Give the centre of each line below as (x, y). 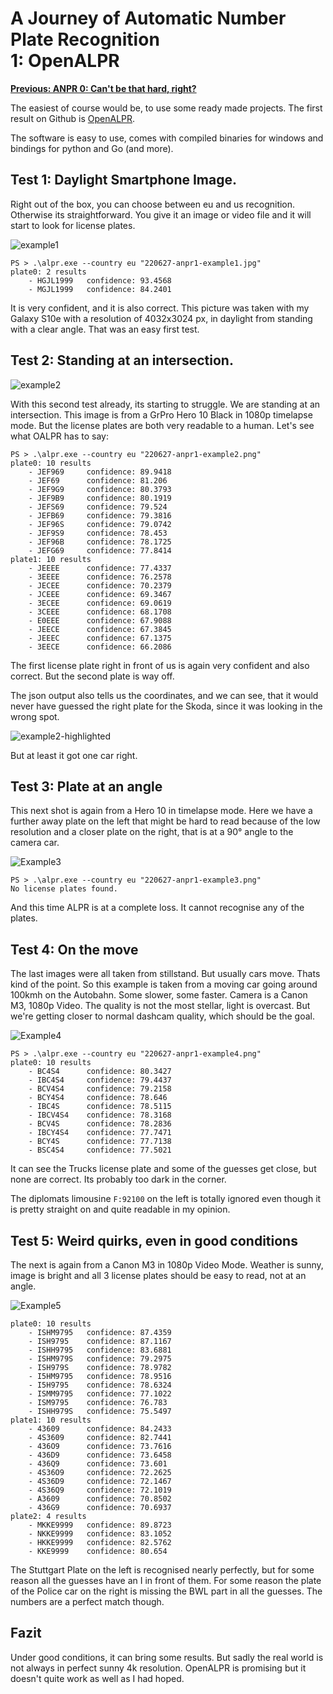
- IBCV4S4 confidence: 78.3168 (100, 1115)
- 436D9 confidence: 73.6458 (100, 1455)
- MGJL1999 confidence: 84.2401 (100, 289)
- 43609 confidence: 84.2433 (100, 1429)
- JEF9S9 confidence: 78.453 (98, 533)
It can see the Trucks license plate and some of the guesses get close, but (163, 1169)
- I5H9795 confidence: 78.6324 (100, 1385)
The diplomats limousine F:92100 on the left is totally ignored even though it (166, 1199)
